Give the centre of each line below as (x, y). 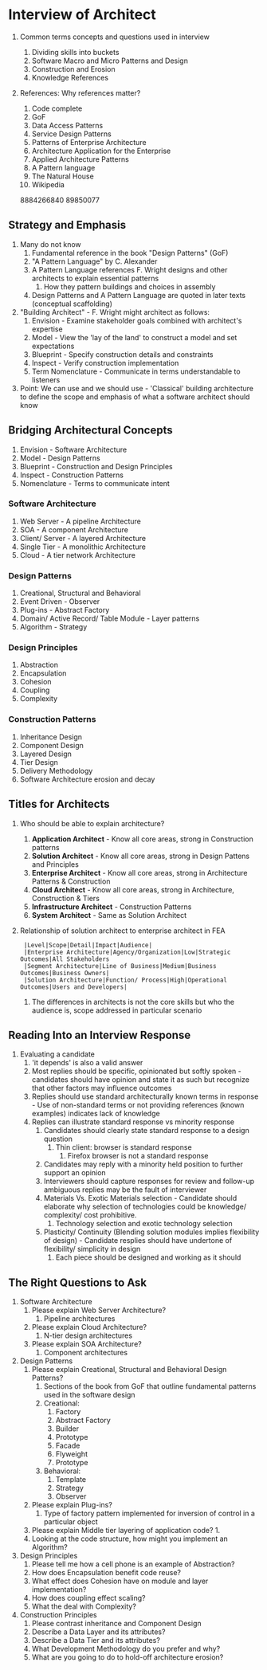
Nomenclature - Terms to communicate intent (94, 483)
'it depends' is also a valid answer (87, 1063)
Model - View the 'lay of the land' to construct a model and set (134, 337)
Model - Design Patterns (60, 458)
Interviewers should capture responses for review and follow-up (149, 1182)
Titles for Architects (59, 804)
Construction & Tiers (65, 898)
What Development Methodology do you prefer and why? (126, 1649)
